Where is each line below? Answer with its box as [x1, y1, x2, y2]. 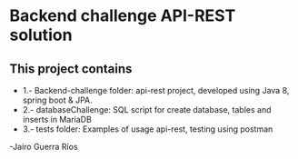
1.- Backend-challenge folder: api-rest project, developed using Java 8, [22, 85, 290, 95]
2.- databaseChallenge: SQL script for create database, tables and [22, 104, 272, 114]
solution [9, 25, 73, 45]
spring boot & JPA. [22, 94, 93, 105]
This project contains [9, 61, 133, 76]
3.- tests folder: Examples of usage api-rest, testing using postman [22, 124, 273, 134]
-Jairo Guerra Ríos [9, 142, 79, 152]
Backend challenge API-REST [9, 5, 236, 26]
